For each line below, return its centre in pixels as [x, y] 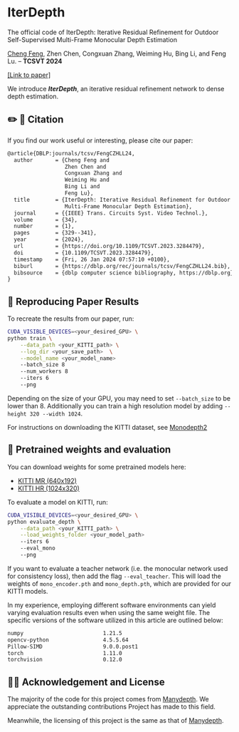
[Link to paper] [29, 75]
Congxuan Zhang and [93, 173]
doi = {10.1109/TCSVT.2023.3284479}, [84, 253]
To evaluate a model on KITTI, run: [58, 502]
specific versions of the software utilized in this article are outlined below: [115, 620]
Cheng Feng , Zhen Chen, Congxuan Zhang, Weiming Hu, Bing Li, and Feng [117, 53]
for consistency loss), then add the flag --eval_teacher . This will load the [115, 576]
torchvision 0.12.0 [65, 660]
